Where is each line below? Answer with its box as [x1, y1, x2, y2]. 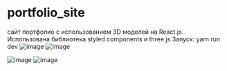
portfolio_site [7, 5, 85, 21]
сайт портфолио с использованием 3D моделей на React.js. [7, 28, 184, 36]
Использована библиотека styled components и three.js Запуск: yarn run [7, 34, 221, 43]
